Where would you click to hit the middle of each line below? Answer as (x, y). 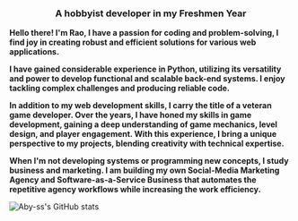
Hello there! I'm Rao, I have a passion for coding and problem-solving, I (144, 33)
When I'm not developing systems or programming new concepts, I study (149, 161)
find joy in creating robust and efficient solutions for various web (133, 42)
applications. (35, 52)
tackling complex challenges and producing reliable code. (120, 89)
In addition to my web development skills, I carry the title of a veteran (140, 106)
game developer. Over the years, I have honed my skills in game (131, 115)
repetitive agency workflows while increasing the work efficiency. (136, 190)
